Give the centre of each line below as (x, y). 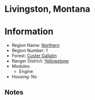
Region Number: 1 (30, 51)
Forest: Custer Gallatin (34, 56)
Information (29, 32)
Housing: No (24, 77)
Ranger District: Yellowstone (40, 61)
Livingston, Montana (47, 9)
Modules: (21, 66)
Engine (26, 71)
